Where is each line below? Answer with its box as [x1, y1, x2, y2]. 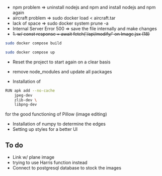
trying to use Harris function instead [12, 159, 88, 165]
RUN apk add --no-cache [5, 88, 55, 93]
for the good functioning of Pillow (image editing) [5, 111, 107, 117]
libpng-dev [14, 102, 37, 107]
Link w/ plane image [12, 154, 54, 160]
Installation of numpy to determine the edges [12, 121, 106, 127]
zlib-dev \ [14, 98, 37, 103]
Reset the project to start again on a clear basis [12, 59, 111, 65]
